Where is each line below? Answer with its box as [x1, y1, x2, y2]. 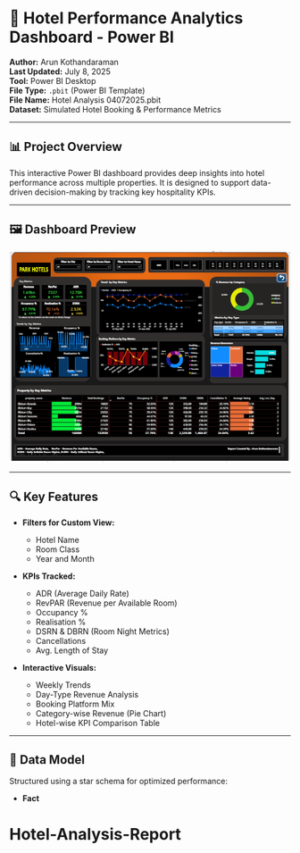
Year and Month [35, 554, 96, 564]
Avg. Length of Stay [35, 645, 109, 656]
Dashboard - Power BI [9, 27, 174, 47]
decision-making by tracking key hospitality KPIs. [34, 187, 216, 197]
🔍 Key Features [9, 489, 98, 505]
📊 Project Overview [9, 139, 122, 155]
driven [9, 187, 33, 197]
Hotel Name [35, 535, 80, 546]
